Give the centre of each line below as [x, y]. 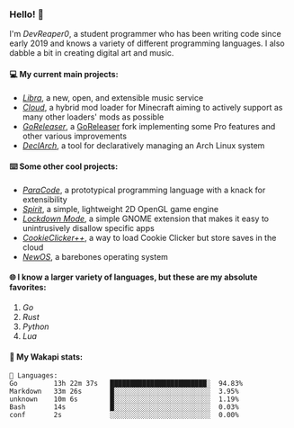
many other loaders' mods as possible [93, 117]
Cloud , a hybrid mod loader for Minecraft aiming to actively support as [152, 107]
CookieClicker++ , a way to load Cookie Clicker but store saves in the [149, 237]
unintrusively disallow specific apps [88, 227]
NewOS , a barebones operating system [95, 256]
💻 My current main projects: [64, 74]
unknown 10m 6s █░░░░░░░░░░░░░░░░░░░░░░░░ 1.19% [125, 399]
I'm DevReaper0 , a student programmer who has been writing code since [145, 34]
